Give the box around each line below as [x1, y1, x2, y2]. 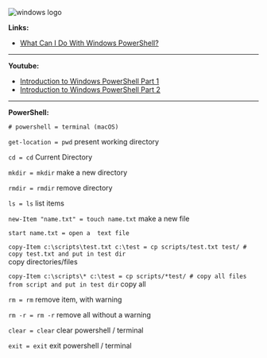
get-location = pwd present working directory [8, 137, 160, 146]
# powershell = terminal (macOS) [8, 123, 119, 131]
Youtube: [8, 61, 40, 71]
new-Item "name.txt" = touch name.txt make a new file [8, 214, 190, 223]
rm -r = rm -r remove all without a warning [8, 310, 151, 319]
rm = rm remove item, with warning [8, 294, 122, 304]
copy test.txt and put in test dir [8, 250, 126, 258]
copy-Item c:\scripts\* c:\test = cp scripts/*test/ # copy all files [8, 272, 247, 280]
